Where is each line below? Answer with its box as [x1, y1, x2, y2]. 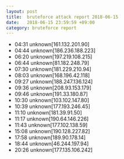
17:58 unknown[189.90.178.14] [14, 134, 86, 141]
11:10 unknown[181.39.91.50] [14, 109, 83, 116]
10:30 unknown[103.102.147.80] [14, 97, 90, 104]
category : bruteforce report [6, 25, 77, 31]
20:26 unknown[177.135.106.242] [14, 147, 93, 154]
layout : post [6, 8, 38, 15]
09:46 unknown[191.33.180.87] [14, 91, 88, 98]
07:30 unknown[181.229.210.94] [14, 65, 91, 73]
